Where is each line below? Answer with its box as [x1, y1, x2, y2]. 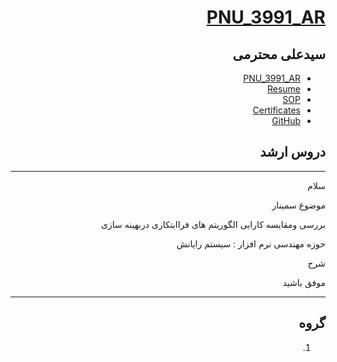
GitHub [271, 115, 301, 126]
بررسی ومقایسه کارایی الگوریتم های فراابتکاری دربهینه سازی [101, 218, 326, 230]
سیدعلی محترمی [232, 46, 326, 63]
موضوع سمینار [271, 199, 326, 211]
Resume [266, 83, 301, 95]
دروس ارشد [259, 144, 326, 161]
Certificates [252, 104, 301, 116]
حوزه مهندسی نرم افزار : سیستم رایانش [176, 237, 326, 250]
